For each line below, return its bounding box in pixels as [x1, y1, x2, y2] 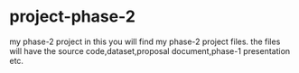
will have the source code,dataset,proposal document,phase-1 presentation [9, 45, 291, 56]
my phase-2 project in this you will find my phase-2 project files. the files [9, 36, 281, 47]
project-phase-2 [9, 6, 136, 27]
